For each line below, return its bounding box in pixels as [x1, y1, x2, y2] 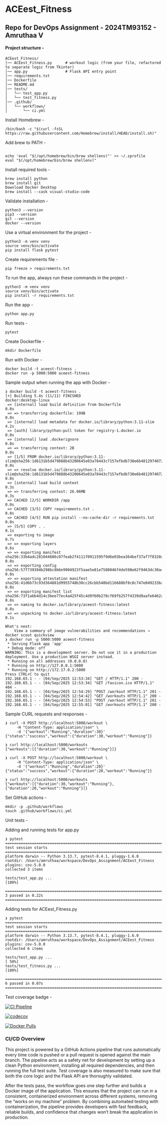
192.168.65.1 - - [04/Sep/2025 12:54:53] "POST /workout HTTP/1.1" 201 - [5, 697, 162, 703]
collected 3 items [5, 866, 43, 872]
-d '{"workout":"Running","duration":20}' [16, 764, 106, 769]
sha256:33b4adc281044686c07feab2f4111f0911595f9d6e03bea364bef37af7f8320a [5, 554, 164, 559]
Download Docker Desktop [5, 185, 57, 190]
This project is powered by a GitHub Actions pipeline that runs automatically [5, 1046, 161, 1052]
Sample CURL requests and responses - [5, 711, 87, 717]
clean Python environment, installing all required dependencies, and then [5, 1062, 155, 1068]
